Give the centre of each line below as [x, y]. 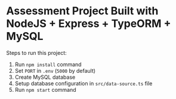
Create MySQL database [45, 77]
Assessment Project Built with [82, 11]
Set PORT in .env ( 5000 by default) [55, 70]
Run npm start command [45, 89]
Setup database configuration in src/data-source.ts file [84, 83]
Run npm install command [48, 64]
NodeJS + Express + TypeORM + [89, 24]
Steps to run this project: [36, 52]
